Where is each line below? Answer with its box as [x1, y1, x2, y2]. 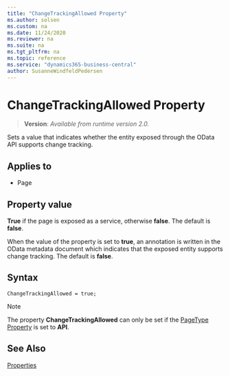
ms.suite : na [7, 42, 45, 49]
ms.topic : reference [7, 55, 67, 62]
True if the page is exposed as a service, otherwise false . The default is [7, 217, 211, 225]
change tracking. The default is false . [7, 252, 113, 261]
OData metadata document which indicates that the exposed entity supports [7, 245, 223, 253]
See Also [7, 343, 46, 355]
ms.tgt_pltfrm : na [7, 49, 60, 56]
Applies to [7, 160, 52, 172]
